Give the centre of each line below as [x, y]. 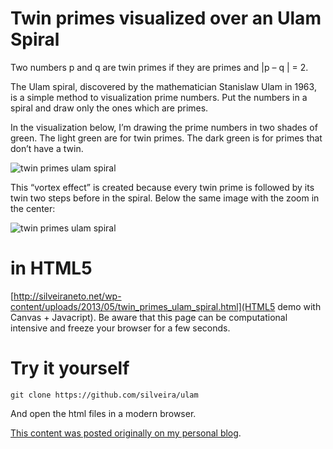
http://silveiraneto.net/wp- [67, 296]
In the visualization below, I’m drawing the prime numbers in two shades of [164, 127]
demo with [299, 306]
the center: [33, 208]
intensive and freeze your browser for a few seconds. [120, 328]
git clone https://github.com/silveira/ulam [104, 395]
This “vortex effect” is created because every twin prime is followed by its [162, 187]
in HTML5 [51, 268]
